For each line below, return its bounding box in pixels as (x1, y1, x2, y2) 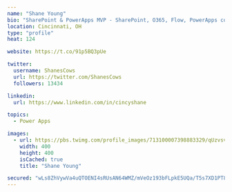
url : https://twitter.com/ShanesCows (13, 73, 122, 80)
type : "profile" (7, 29, 54, 37)
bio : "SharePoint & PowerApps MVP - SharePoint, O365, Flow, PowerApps (7, 17, 217, 23)
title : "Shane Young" (19, 162, 81, 169)
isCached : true (19, 156, 64, 163)
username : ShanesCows (13, 67, 76, 74)
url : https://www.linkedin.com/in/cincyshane (13, 99, 147, 106)
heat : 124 (7, 36, 36, 43)
